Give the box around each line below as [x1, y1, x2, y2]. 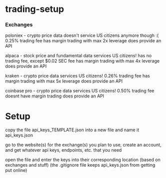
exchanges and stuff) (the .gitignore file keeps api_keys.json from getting [5, 162, 156, 168]
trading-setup [5, 3, 64, 15]
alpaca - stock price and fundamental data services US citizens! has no [5, 53, 152, 59]
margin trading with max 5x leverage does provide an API [5, 78, 123, 84]
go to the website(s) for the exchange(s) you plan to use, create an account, [5, 142, 162, 148]
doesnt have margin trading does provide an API [5, 93, 105, 99]
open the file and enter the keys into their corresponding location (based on [5, 157, 161, 163]
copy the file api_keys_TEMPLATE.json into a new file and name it [5, 127, 140, 133]
